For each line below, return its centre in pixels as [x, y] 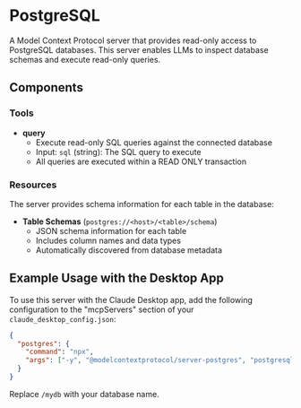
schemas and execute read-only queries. [85, 59]
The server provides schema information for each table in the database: [142, 204]
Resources [33, 185]
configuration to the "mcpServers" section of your [102, 309]
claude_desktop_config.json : [63, 318]
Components [46, 87]
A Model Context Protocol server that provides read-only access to [133, 40]
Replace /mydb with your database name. [84, 394]
